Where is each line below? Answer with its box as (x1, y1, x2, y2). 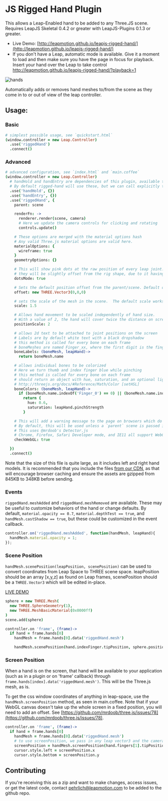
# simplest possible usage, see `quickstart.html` (5, 133, 113, 138)
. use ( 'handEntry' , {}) (9, 193, 57, 198)
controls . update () (18, 225, 57, 231)
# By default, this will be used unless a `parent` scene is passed (14, 423, 160, 429)
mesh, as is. (5, 684, 30, 690)
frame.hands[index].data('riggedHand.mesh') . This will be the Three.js (5, 678, 151, 684)
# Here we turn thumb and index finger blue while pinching (14, 368, 142, 373)
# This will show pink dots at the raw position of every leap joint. (14, 267, 164, 272)
